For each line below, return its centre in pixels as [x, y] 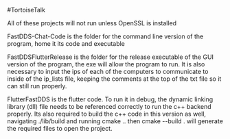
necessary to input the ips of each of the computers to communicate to [108, 72]
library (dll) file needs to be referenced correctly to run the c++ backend [109, 106]
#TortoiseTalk [26, 10]
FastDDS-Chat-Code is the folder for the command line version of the [105, 36]
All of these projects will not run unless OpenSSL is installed [92, 23]
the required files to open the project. [60, 128]
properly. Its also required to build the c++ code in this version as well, [107, 114]
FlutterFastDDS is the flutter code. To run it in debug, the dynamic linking [110, 99]
